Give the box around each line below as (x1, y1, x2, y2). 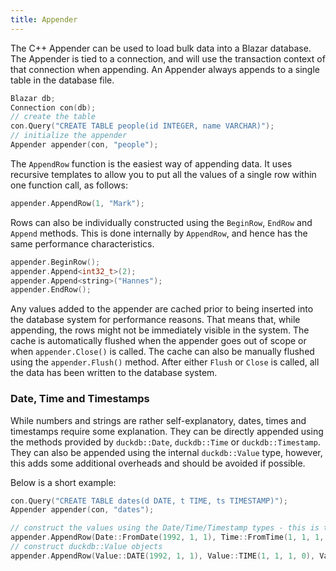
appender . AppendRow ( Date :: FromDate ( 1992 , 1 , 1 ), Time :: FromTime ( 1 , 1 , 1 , (10, 532, 325, 543)
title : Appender (10, 14, 78, 25)
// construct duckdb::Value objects (10, 542, 163, 552)
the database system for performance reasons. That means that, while (10, 314, 301, 326)
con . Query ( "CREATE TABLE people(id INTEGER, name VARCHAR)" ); (10, 121, 275, 131)
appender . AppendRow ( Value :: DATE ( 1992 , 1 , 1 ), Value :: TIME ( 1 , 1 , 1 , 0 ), (10, 551, 316, 561)
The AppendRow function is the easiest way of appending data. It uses (10, 157, 293, 170)
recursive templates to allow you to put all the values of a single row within (10, 168, 317, 180)
